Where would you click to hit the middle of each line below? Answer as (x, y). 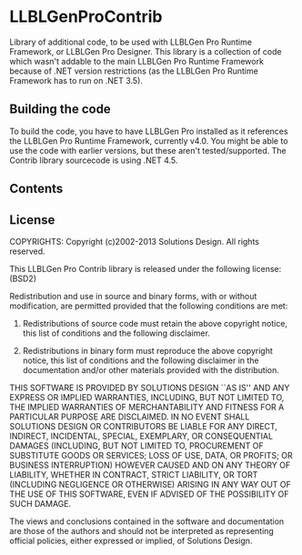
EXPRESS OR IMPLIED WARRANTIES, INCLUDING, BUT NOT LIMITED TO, (147, 397)
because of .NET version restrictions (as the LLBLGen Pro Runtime (134, 71)
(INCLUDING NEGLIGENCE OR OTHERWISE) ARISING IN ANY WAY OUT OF (150, 484)
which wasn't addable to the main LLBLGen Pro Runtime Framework (136, 61)
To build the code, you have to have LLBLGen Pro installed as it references (149, 131)
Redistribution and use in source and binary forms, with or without (133, 296)
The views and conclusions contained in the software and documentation (147, 521)
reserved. (27, 251)
